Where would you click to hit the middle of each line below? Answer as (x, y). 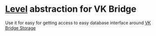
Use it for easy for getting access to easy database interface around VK (78, 23)
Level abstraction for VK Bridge (71, 9)
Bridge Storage (20, 28)
